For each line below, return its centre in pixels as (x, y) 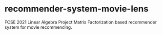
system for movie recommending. (38, 27)
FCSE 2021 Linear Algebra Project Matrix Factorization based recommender (81, 22)
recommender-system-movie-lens (77, 9)
